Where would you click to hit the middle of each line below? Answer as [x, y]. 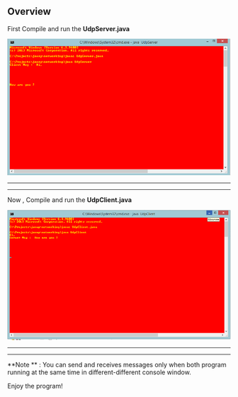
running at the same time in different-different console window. [99, 372]
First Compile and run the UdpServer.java [68, 28]
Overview [29, 12]
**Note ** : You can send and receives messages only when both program [117, 364]
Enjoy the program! [35, 386]
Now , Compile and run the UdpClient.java [70, 200]
